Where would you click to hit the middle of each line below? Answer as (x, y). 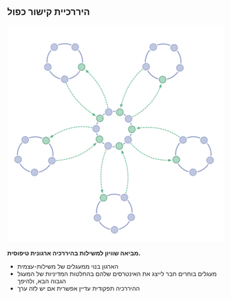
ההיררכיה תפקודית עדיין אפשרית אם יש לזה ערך (78, 288)
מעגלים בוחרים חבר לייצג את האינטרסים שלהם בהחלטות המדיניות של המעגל (117, 274)
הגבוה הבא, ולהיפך (42, 281)
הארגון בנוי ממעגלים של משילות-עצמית (68, 266)
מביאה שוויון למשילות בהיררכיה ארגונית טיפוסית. (74, 253)
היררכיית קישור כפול (49, 12)
